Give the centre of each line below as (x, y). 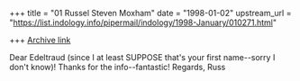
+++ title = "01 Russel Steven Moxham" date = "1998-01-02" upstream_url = (150, 13)
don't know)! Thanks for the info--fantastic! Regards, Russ (118, 67)
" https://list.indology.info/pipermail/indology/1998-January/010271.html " (143, 22)
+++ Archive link (40, 40)
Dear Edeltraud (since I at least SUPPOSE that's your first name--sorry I (142, 57)
